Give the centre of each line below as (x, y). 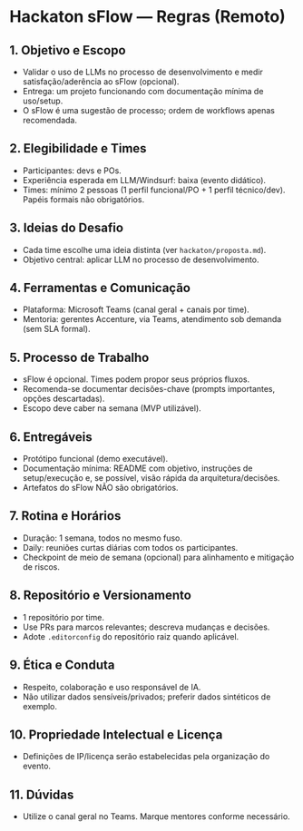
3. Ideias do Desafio (67, 228)
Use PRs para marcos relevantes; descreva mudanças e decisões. (146, 627)
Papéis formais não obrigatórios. (83, 199)
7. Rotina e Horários (65, 516)
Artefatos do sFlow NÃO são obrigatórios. (100, 488)
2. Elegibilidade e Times (78, 148)
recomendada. (49, 120)
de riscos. (41, 567)
